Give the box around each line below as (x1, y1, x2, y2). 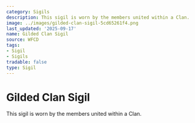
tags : (6, 43, 20, 49)
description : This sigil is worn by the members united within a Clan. (6, 14, 190, 20)
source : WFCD (6, 37, 39, 43)
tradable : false (6, 59, 47, 65)
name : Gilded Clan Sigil (6, 31, 69, 37)
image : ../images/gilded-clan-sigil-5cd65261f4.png (6, 20, 138, 26)
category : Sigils (6, 8, 50, 15)
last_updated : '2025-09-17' (6, 25, 77, 32)
